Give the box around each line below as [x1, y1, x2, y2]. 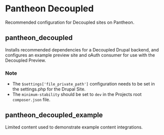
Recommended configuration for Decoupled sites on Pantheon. [5, 19, 135, 25]
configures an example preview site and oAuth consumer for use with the [5, 52, 155, 58]
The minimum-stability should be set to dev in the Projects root [12, 91, 142, 97]
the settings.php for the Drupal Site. [12, 86, 86, 92]
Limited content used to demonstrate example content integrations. [5, 124, 143, 130]
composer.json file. [12, 97, 51, 103]
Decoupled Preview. [5, 57, 46, 63]
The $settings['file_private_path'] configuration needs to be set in [12, 81, 155, 87]
